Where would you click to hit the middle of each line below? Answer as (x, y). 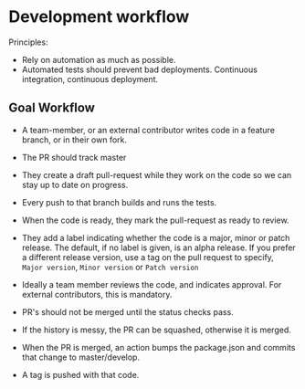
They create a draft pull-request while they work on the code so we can (157, 174)
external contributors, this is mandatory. (97, 294)
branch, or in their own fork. (74, 140)
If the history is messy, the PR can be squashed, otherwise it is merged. (156, 330)
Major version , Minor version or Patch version (110, 267)
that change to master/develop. (81, 357)
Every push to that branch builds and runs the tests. (119, 202)
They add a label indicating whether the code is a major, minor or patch (156, 237)
